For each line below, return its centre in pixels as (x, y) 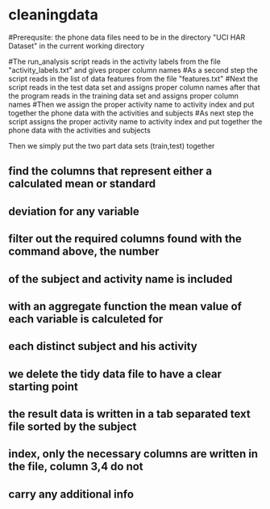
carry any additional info (71, 494)
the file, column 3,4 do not (76, 467)
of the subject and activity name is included (120, 279)
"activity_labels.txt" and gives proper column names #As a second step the (133, 69)
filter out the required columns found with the (125, 239)
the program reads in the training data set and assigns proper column (124, 95)
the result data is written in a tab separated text (130, 414)
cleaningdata (53, 15)
